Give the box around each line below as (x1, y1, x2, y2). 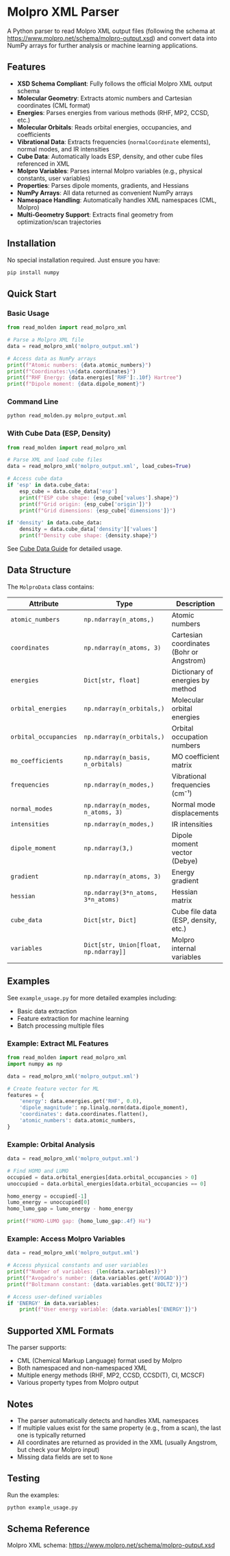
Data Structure (7, 565, 72, 576)
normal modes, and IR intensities (16, 145, 110, 153)
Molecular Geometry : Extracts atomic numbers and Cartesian (16, 94, 192, 102)
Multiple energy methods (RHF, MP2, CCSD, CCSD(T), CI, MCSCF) (16, 1371, 205, 1379)
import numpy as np (7, 1060, 63, 1067)
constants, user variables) (16, 174, 91, 182)
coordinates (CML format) (16, 101, 90, 110)
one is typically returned (16, 1431, 86, 1439)
